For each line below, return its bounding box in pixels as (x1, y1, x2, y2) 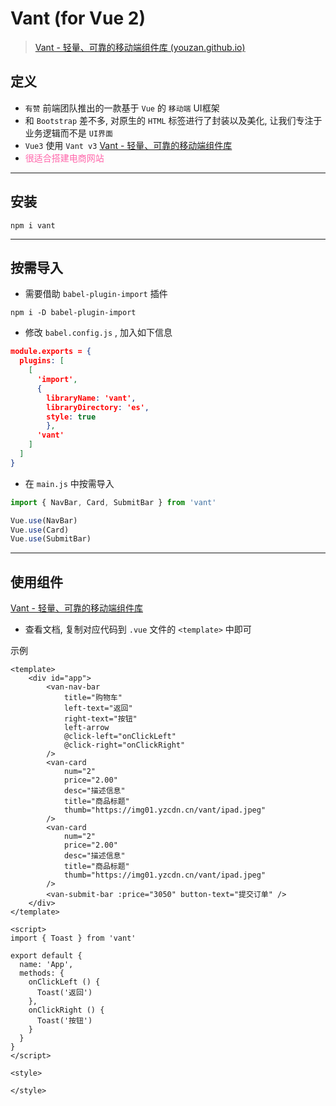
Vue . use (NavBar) (10, 515, 78, 526)
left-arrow (63, 723, 110, 733)
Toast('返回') (36, 988, 93, 998)
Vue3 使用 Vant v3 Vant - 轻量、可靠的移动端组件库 (24, 139, 233, 151)
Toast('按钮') (36, 1016, 93, 1026)
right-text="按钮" (63, 714, 138, 724)
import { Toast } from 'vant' (10, 933, 137, 944)
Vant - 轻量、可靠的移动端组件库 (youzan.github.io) (34, 41, 246, 53)
